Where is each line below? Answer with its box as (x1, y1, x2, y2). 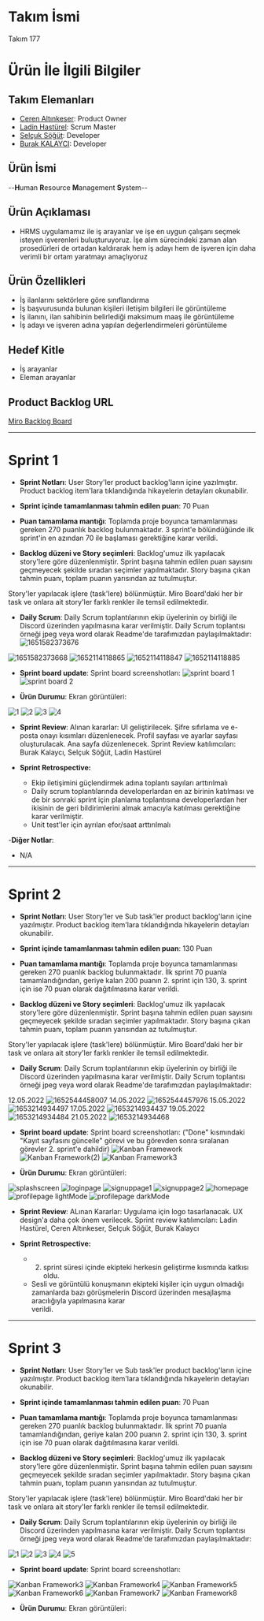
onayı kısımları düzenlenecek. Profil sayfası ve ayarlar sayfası (39, 730, 238, 740)
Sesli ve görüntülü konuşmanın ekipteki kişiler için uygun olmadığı (31, 1279, 244, 1288)
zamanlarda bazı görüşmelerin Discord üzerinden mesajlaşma (31, 1287, 232, 1297)
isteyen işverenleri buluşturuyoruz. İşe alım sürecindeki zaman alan (19, 235, 237, 244)
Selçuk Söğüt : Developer (19, 130, 101, 140)
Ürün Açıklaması (8, 206, 91, 219)
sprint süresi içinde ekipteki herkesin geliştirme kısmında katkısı (42, 1262, 249, 1272)
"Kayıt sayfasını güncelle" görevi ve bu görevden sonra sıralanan (19, 1135, 229, 1145)
